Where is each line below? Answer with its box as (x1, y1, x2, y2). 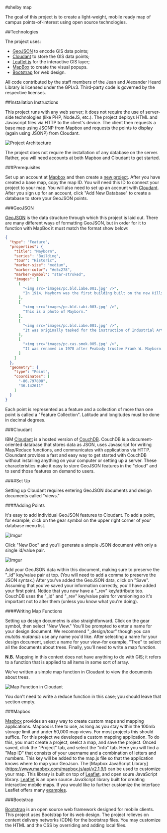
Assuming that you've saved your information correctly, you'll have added (5, 582, 157, 588)
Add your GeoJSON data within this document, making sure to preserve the (5, 566, 160, 573)
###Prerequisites (5, 165, 41, 170)
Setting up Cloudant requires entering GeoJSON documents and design (5, 487, 152, 493)
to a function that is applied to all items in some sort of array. (5, 659, 129, 665)
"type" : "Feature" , (9, 239, 50, 244)
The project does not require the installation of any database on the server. (5, 150, 159, 155)
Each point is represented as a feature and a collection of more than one (5, 406, 153, 412)
